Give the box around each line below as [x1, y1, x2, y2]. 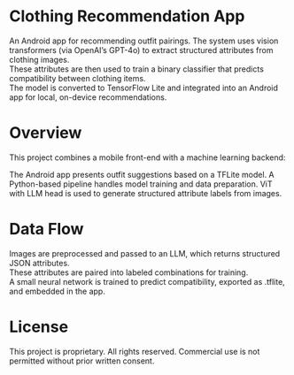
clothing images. [9, 54, 70, 65]
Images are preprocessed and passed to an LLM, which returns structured [9, 248, 281, 258]
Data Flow [9, 219, 84, 240]
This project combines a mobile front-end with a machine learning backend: [9, 152, 286, 163]
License [9, 317, 69, 337]
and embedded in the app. [9, 286, 106, 296]
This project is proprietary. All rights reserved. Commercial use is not [9, 346, 260, 356]
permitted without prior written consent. [9, 356, 155, 366]
